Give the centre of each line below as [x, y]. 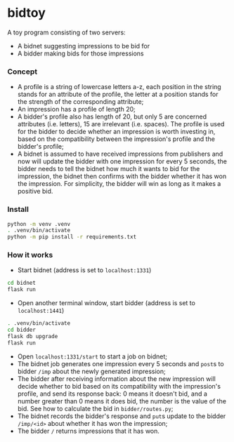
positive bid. [35, 192]
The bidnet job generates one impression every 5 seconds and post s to [121, 363]
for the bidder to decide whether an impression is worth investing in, [116, 132]
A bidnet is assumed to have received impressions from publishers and [120, 154]
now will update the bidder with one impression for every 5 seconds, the [122, 161]
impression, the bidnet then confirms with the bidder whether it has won [122, 176]
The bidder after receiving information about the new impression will [116, 379]
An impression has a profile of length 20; [76, 109]
